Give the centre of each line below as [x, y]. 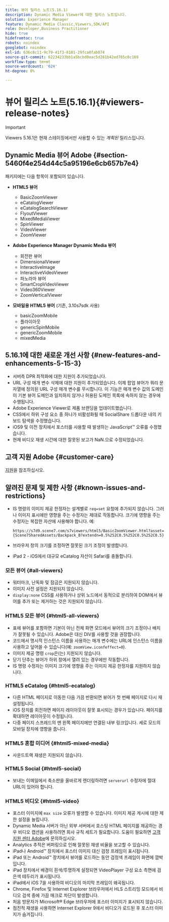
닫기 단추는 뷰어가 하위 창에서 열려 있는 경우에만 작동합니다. [71, 659]
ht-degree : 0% [20, 71]
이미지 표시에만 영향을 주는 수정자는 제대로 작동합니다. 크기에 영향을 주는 [89, 515]
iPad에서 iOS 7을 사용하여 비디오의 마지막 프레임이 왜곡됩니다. [74, 883]
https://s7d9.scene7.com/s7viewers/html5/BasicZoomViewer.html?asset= [88, 531]
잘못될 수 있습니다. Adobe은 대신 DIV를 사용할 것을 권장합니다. [79, 634]
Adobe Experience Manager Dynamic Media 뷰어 [64, 245]
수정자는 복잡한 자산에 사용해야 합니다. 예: [53, 522]
